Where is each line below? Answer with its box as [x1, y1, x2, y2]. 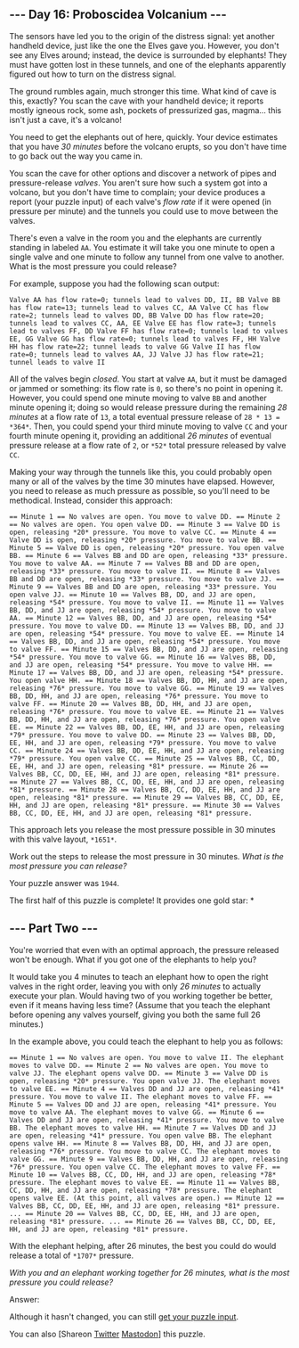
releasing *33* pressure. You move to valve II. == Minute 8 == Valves [9, 566, 280, 576]
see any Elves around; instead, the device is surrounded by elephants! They [9, 49, 287, 61]
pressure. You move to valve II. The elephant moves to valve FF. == [9, 1092, 273, 1101]
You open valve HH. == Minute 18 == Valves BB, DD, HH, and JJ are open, [9, 676, 289, 685]
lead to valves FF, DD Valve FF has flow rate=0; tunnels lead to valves [9, 326, 289, 335]
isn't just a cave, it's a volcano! [9, 114, 123, 125]
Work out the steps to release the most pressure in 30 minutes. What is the [9, 851, 285, 861]
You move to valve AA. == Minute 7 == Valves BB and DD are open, [9, 559, 261, 568]
